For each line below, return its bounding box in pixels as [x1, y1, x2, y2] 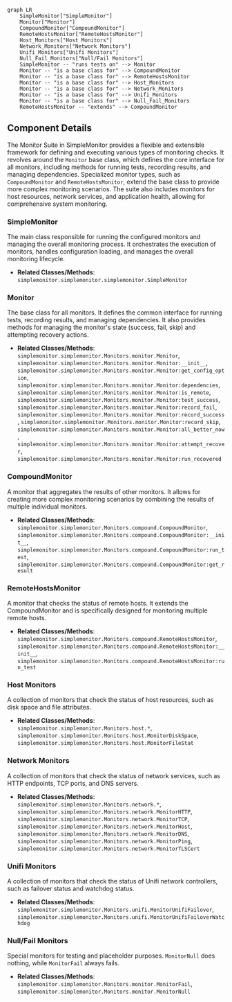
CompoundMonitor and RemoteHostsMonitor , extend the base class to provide [7, 177, 220, 186]
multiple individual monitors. [7, 502, 88, 511]
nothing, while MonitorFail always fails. [7, 959, 119, 967]
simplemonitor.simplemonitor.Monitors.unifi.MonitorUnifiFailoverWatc [17, 913, 225, 921]
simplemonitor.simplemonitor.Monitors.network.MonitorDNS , [17, 829, 190, 838]
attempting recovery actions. [7, 331, 89, 339]
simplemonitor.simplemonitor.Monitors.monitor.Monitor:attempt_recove [17, 441, 225, 448]
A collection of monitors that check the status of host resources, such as [7, 696, 214, 704]
